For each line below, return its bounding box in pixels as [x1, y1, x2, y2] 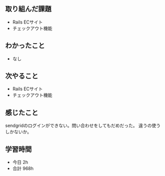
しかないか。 [5, 129, 32, 135]
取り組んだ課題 [5, 5, 52, 14]
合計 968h [12, 165, 34, 171]
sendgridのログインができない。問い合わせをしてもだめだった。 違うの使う [5, 122, 161, 129]
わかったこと [5, 42, 45, 50]
